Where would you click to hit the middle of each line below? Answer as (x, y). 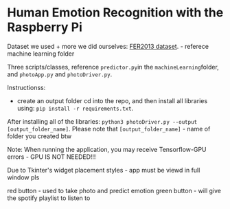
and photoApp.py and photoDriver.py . (60, 74)
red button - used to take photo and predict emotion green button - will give (114, 190)
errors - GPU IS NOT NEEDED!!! (51, 157)
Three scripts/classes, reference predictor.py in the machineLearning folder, (113, 67)
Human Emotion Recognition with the (115, 13)
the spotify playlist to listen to (49, 198)
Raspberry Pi (45, 27)
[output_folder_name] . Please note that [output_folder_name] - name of (109, 129)
